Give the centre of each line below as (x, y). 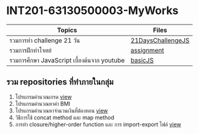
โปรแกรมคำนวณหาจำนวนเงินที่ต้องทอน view (61, 110)
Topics (67, 30)
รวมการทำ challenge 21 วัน (45, 40)
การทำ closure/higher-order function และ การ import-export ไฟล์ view (98, 124)
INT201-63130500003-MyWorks (92, 11)
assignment (147, 50)
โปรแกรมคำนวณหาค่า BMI (43, 103)
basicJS (142, 60)
